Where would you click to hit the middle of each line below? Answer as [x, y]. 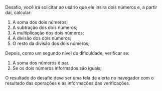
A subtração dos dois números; [45, 27]
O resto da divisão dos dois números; [51, 43]
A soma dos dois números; [40, 22]
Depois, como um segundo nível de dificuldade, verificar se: [67, 53]
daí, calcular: [19, 12]
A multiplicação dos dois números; [48, 33]
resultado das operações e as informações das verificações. [68, 83]
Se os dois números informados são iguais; [57, 68]
